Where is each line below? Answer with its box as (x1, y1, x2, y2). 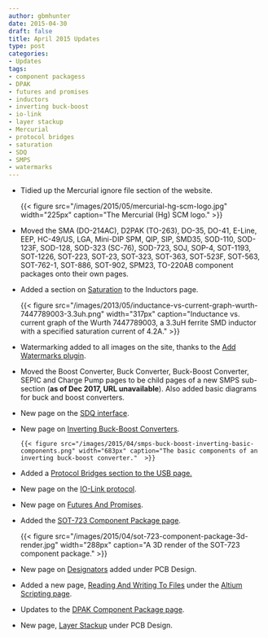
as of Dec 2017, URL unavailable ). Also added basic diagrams (50, 384, 257, 394)
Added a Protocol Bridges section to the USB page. (20, 469, 193, 478)
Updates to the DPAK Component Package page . (20, 605, 185, 614)
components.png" (20, 447, 76, 456)
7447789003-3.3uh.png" (20, 309, 105, 319)
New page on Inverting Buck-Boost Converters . (20, 424, 180, 434)
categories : (8, 50, 49, 58)
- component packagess (8, 72, 86, 81)
